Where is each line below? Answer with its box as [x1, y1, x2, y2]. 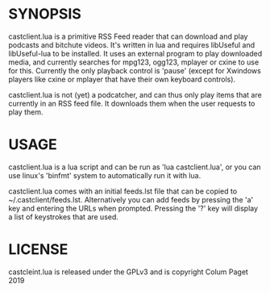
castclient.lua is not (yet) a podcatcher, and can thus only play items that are [8, 90, 262, 99]
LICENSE [8, 240, 69, 259]
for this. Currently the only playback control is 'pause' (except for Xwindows [8, 65, 262, 75]
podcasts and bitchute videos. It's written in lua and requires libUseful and [8, 40, 255, 49]
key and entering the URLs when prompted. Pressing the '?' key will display [8, 203, 259, 213]
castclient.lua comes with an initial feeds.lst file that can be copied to [8, 186, 238, 196]
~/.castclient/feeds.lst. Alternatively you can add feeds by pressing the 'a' [8, 194, 254, 204]
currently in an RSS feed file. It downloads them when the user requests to [8, 98, 255, 108]
